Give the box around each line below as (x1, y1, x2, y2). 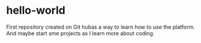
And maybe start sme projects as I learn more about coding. (6, 29, 155, 36)
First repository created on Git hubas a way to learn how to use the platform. (6, 23, 195, 30)
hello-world (6, 4, 66, 17)
